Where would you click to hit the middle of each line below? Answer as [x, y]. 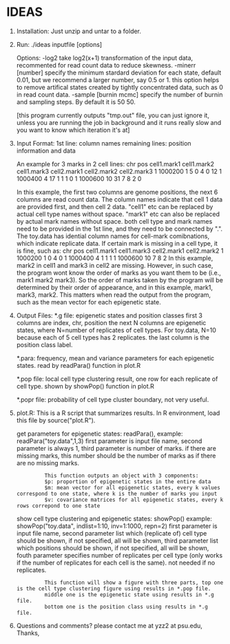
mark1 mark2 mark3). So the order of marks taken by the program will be [119, 280]
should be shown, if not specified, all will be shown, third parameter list [117, 540]
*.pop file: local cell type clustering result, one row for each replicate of [117, 379]
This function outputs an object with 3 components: [122, 476]
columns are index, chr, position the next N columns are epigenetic [111, 322]
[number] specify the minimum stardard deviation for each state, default [119, 72]
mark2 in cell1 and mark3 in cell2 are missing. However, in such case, [115, 265]
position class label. [44, 344]
